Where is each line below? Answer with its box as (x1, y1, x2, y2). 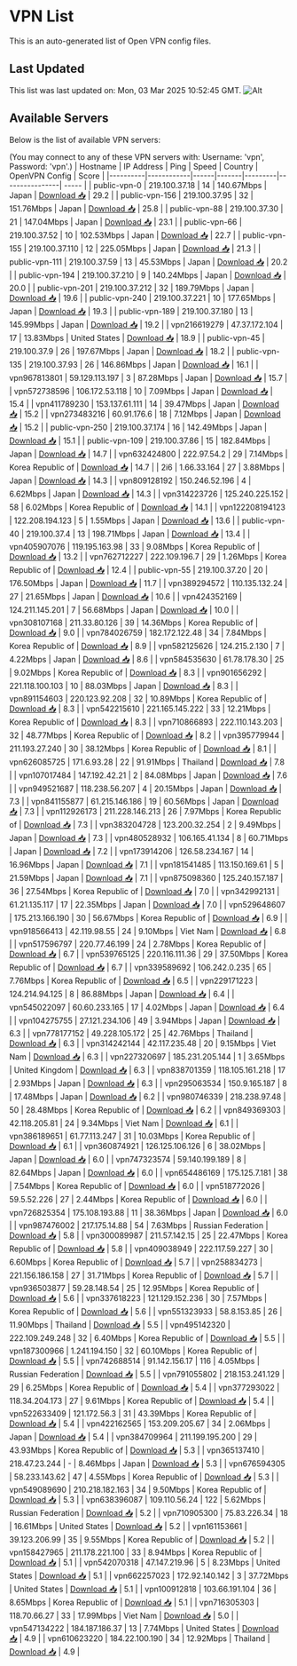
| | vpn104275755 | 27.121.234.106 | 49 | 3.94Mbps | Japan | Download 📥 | (9, 1015, 281, 1026)
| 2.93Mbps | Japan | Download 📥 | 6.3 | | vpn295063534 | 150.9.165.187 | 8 (9, 1077, 288, 1089)
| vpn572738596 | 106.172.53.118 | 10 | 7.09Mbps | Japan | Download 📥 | (9, 385, 273, 396)
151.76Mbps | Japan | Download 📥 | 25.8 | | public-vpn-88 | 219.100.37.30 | (9, 202, 284, 214)
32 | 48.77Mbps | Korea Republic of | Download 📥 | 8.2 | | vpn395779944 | (9, 730, 285, 741)
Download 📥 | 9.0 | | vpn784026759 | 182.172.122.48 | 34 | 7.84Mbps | (9, 627, 267, 638)
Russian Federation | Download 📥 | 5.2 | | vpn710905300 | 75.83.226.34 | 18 (9, 1507, 289, 1518)
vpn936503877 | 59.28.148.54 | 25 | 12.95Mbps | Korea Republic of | (9, 1282, 260, 1293)
